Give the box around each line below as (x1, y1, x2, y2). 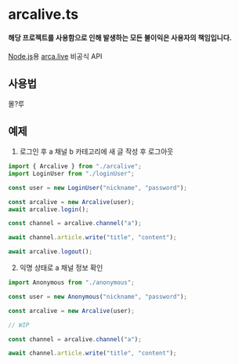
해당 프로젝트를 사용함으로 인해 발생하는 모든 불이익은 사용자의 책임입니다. (8, 33, 233, 42)
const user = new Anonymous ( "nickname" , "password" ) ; (8, 293, 188, 300)
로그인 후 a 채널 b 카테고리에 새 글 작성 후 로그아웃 (19, 147, 174, 156)
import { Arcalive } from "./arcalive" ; (8, 162, 143, 170)
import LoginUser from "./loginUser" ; (8, 169, 135, 177)
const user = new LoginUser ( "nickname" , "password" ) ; (8, 184, 188, 191)
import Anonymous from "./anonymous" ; (8, 278, 135, 287)
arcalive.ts (8, 5, 79, 24)
